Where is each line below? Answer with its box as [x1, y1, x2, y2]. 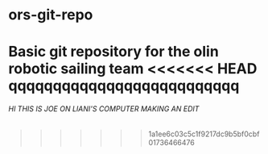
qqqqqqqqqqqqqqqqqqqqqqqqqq [8, 77, 240, 95]
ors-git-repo [8, 6, 93, 24]
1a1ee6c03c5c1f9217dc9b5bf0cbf [148, 129, 260, 139]
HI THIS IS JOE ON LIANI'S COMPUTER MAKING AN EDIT [8, 103, 200, 114]
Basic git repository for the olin [8, 43, 219, 61]
